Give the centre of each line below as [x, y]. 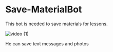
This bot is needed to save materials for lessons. [56, 24]
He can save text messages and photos [47, 44]
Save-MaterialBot [44, 10]
